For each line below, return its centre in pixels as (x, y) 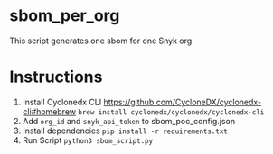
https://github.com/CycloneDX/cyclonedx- (183, 102)
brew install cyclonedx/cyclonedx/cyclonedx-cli (171, 112)
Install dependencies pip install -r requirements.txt (125, 131)
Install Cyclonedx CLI (62, 102)
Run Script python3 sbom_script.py (88, 140)
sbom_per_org (65, 16)
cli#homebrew (49, 111)
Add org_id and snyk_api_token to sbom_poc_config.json (129, 121)
